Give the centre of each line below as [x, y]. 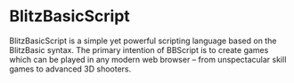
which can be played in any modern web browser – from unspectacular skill [148, 59]
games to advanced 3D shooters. [70, 69]
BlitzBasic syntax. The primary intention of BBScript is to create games [139, 49]
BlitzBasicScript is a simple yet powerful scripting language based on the [143, 41]
